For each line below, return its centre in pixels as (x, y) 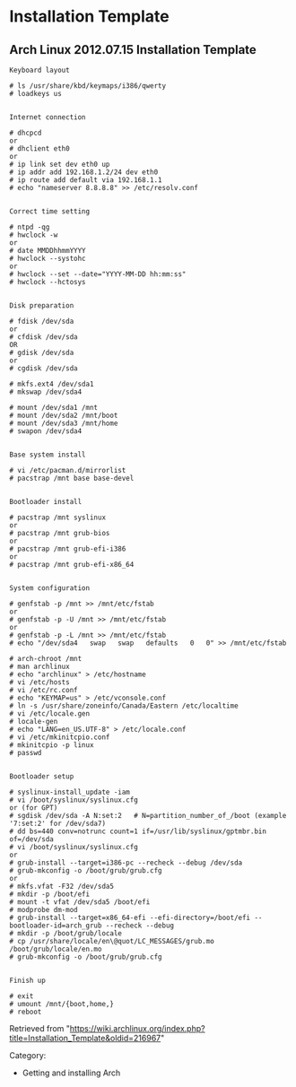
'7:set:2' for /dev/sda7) (57, 823)
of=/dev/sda (31, 839)
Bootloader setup (42, 777)
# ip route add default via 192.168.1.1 (86, 180)
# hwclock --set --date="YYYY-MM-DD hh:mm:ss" (98, 274)
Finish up (28, 980)
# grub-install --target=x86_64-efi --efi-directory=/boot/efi (130, 917)
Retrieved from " (39, 1028)
